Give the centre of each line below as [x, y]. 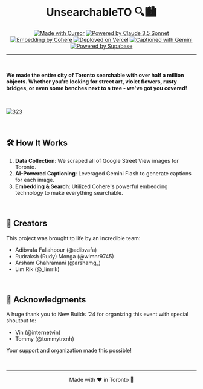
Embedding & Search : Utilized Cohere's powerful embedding [91, 186]
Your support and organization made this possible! [69, 351]
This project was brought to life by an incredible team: [73, 238]
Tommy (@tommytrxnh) [44, 339]
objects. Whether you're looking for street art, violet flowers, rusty [92, 81]
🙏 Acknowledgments [46, 300]
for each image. [34, 180]
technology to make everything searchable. [69, 192]
